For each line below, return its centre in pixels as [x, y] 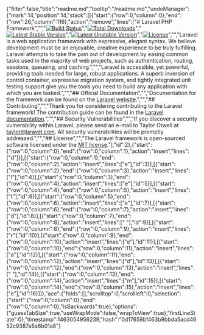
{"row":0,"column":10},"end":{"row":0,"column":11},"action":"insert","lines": [100, 248]
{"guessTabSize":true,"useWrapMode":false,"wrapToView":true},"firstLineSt [101, 313]
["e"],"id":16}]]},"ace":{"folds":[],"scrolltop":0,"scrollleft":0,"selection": [94, 294]
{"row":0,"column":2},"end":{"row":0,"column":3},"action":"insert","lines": [98, 171]
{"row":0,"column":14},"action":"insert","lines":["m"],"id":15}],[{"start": [94, 280]
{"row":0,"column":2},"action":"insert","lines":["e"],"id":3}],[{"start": [91, 164]
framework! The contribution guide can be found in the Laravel [85, 112]
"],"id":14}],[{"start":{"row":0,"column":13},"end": [73, 274]
